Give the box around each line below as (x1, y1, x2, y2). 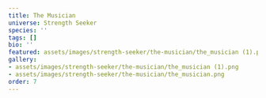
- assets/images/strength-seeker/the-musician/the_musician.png (8, 70, 225, 78)
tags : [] (8, 33, 37, 42)
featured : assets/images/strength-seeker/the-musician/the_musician (8, 48, 239, 56)
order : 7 (8, 77, 37, 85)
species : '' (8, 26, 47, 34)
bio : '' (8, 41, 34, 49)
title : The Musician (8, 11, 77, 20)
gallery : (8, 56, 37, 64)
